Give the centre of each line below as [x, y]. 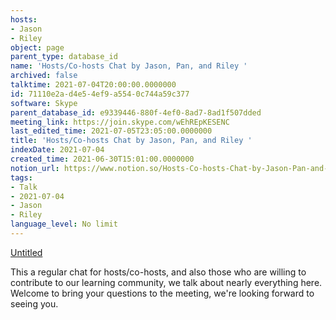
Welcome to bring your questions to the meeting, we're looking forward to [162, 293]
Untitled [26, 252]
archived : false [44, 76]
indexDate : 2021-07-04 [57, 150]
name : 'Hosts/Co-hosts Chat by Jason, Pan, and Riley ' [129, 66]
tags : [21, 177]
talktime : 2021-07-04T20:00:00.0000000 [93, 85]
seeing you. [34, 303]
